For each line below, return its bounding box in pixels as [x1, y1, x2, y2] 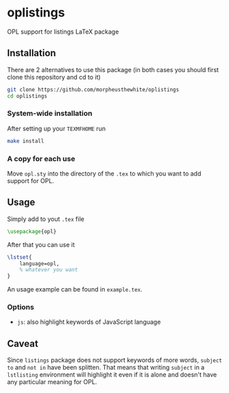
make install [7, 137, 45, 145]
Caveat [7, 337, 39, 349]
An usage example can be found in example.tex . [7, 285, 143, 294]
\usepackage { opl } [7, 228, 57, 235]
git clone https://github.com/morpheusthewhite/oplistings [7, 86, 180, 93]
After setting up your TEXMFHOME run [7, 124, 106, 132]
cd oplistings [7, 93, 48, 99]
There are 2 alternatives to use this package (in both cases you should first [7, 65, 219, 73]
